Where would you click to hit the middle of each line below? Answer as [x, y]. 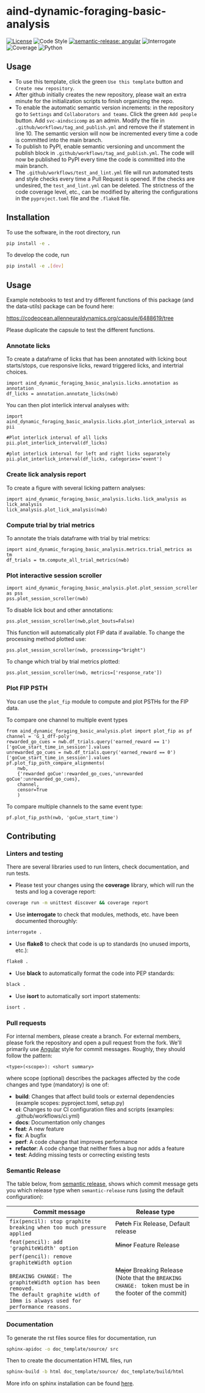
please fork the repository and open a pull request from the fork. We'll [94, 1043]
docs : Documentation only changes [60, 1122]
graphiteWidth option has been [55, 1283]
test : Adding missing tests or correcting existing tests [82, 1154]
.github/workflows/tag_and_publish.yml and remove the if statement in [105, 127]
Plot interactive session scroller [54, 575]
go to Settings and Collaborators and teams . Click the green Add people [106, 114]
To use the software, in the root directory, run [63, 232]
